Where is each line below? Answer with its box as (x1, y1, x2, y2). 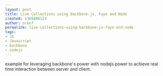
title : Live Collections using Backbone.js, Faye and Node (5, 12, 127, 16)
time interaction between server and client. (5, 66, 91, 72)
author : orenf (5, 20, 34, 26)
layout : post (5, 7, 32, 12)
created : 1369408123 (5, 16, 47, 21)
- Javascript (5, 39, 32, 44)
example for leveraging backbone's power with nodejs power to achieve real (5, 61, 158, 67)
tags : (5, 30, 16, 34)
